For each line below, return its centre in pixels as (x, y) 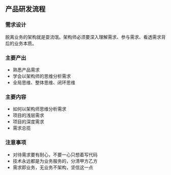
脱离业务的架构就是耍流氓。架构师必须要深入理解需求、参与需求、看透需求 (83, 37)
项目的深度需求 (28, 122)
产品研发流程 (25, 9)
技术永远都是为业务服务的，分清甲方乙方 (55, 161)
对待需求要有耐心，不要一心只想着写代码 (55, 155)
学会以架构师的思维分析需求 (42, 76)
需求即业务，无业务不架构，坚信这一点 (53, 167)
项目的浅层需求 (28, 115)
